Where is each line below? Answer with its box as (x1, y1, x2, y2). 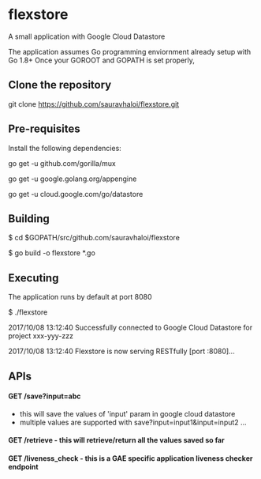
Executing (8, 271, 59, 285)
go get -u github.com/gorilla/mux (8, 158, 116, 168)
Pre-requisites (8, 123, 80, 136)
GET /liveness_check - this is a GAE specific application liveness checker (8, 453, 253, 463)
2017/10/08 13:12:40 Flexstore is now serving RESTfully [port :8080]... (8, 346, 235, 356)
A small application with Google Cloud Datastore (8, 32, 166, 41)
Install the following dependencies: (8, 143, 122, 153)
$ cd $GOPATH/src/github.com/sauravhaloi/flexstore (8, 233, 180, 243)
